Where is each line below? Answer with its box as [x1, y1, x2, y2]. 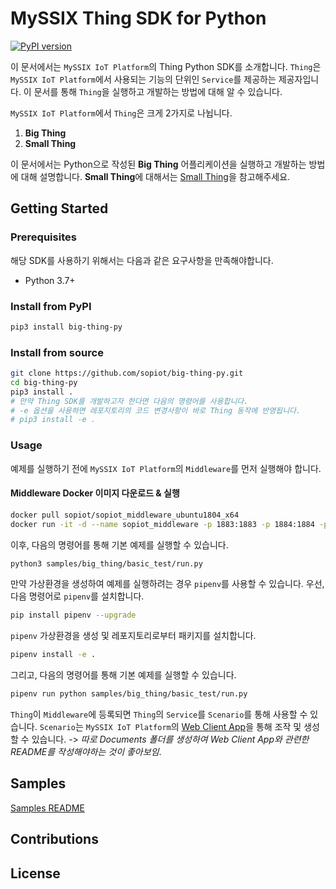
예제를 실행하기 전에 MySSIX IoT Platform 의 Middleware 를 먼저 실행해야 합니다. [10, 462, 322, 474]
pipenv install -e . [10, 650, 97, 660]
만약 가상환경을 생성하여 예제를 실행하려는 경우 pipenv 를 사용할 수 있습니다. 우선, [10, 578, 325, 590]
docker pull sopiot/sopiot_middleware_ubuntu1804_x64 [10, 510, 240, 520]
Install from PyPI [10, 299, 92, 313]
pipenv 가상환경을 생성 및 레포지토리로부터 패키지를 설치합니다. [10, 630, 257, 642]
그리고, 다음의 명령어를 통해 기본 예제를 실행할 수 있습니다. [10, 669, 237, 681]
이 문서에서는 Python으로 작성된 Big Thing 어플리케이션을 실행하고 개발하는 [10, 158, 307, 170]
